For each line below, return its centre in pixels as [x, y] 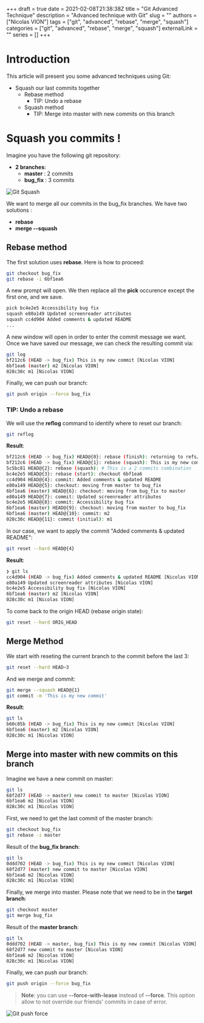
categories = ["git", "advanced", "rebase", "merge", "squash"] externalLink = [102, 28]
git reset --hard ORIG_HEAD [42, 623]
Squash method [44, 107]
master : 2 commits [49, 174]
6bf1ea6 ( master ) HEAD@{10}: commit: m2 [58, 514]
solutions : [19, 210]
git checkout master [32, 910]
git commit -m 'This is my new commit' [57, 696]
